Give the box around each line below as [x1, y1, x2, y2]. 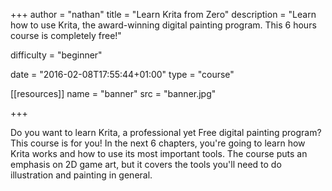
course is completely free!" [10, 30, 122, 41]
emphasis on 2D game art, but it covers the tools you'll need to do [10, 159, 282, 170]
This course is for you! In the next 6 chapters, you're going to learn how [10, 137, 306, 149]
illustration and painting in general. [10, 169, 153, 181]
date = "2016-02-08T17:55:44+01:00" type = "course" [10, 69, 235, 80]
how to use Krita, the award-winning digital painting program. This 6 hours [10, 19, 317, 31]
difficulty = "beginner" [10, 49, 103, 61]
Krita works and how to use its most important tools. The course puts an [10, 148, 308, 159]
